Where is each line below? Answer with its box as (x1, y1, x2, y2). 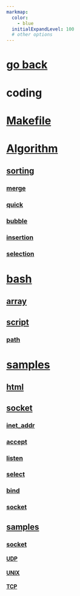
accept (6, 437, 27, 446)
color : (12, 15, 28, 21)
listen (6, 454, 23, 462)
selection (6, 250, 35, 258)
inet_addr (6, 421, 35, 429)
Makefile (6, 113, 52, 127)
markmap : (6, 9, 28, 15)
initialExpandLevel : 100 (12, 26, 75, 32)
